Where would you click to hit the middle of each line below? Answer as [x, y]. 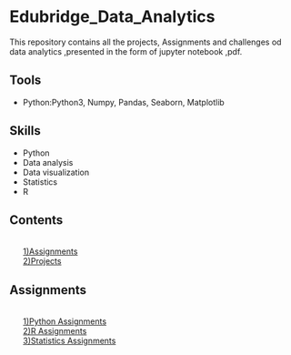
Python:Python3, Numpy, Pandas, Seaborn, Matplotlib [123, 102]
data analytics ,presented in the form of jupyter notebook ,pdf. [126, 51]
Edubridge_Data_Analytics [112, 17]
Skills [25, 131]
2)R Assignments [55, 331]
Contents [36, 220]
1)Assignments [50, 251]
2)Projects [42, 261]
